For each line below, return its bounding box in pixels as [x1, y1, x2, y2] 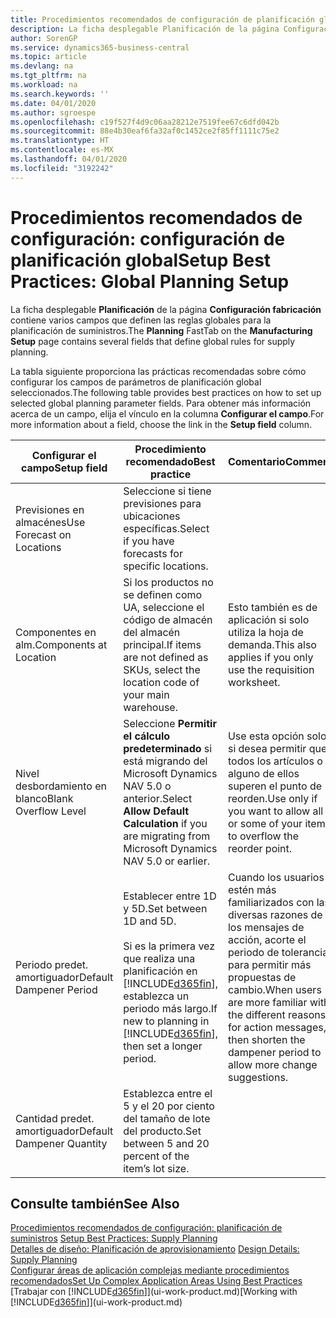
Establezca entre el [123, 1086, 213, 1100]
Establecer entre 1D [123, 889, 217, 903]
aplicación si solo [227, 612, 310, 626]
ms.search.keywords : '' [10, 89, 110, 99]
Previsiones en [15, 502, 85, 516]
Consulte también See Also [10, 1195, 180, 1212]
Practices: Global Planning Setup [10, 270, 290, 293]
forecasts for [123, 546, 183, 560]
